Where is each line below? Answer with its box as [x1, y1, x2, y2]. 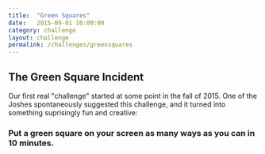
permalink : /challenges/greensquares [8, 41, 133, 49]
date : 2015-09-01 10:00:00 [8, 19, 105, 27]
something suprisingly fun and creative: [8, 107, 138, 117]
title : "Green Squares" [8, 11, 90, 20]
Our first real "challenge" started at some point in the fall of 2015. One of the [8, 91, 258, 100]
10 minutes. [8, 137, 54, 148]
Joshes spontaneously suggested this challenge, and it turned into [8, 100, 226, 109]
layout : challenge [8, 33, 69, 42]
